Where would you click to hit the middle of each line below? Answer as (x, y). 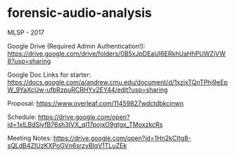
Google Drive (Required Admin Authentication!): (76, 46)
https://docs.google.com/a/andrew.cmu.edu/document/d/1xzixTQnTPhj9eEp (118, 82)
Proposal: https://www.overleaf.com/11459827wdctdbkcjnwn (96, 103)
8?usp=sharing (29, 61)
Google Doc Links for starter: (49, 75)
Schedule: (22, 117)
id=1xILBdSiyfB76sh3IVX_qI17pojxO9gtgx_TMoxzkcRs (85, 124)
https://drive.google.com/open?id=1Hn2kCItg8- (122, 138)
